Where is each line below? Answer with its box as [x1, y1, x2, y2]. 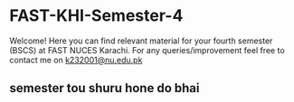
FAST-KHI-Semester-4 [9, 5, 184, 26]
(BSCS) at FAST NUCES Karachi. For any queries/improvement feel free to [9, 44, 285, 55]
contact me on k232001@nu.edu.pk [9, 54, 143, 65]
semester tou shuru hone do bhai [9, 80, 200, 96]
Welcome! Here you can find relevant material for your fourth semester [9, 35, 273, 46]
